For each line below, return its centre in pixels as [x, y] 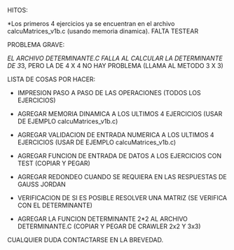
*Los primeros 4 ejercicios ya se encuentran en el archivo [91, 23]
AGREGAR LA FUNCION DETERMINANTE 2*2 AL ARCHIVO [102, 219]
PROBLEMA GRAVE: [36, 44]
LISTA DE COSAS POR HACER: [51, 79]
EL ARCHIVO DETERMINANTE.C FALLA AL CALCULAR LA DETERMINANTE [115, 58]
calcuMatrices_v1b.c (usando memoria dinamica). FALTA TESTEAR [103, 31]
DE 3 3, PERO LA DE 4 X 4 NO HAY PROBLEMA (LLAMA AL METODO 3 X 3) [116, 65]
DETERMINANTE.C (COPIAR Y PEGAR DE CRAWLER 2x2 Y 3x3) [109, 226]
